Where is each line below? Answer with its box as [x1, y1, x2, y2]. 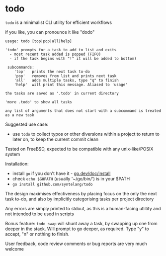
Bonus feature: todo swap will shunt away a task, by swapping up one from [5, 220, 158, 226]
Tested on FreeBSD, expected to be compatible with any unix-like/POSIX [5, 146, 154, 152]
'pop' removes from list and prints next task [14, 73, 117, 79]
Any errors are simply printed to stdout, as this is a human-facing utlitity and [5, 205, 161, 211]
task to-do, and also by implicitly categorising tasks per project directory [5, 196, 154, 202]
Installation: [5, 161, 29, 167]
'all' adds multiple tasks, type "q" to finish [14, 78, 119, 83]
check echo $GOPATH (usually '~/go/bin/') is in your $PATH [12, 175, 130, 181]
